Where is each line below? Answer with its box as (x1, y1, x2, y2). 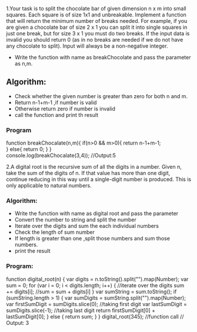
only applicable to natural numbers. (6, 182, 92, 189)
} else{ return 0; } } (6, 146, 52, 153)
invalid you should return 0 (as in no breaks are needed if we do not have (6, 36, 183, 43)
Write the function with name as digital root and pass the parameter (14, 210, 179, 217)
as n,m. (14, 60, 33, 67)
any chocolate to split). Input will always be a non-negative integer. (6, 42, 169, 49)
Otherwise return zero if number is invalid (14, 105, 116, 112)
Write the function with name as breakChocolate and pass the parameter (14, 54, 191, 61)
